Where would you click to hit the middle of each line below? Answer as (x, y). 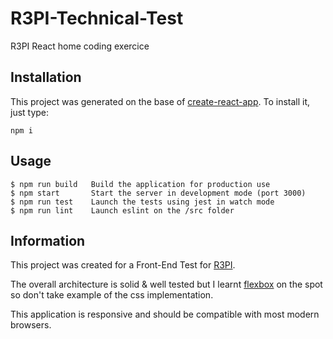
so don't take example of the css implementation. (112, 295)
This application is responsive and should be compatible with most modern (165, 314)
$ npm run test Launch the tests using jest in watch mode (142, 202)
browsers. (31, 325)
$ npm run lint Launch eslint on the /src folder (122, 210)
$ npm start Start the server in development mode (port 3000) (158, 193)
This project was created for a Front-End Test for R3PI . (123, 265)
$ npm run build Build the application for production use (140, 184)
